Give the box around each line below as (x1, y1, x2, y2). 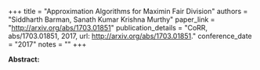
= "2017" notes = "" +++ (8, 40, 87, 49)
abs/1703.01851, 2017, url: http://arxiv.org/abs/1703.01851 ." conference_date (8, 31, 252, 40)
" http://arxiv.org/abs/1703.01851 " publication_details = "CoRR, (8, 23, 208, 32)
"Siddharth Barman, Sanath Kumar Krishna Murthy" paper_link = (8, 15, 215, 24)
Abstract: (8, 54, 40, 64)
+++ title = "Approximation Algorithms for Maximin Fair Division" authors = (8, 7, 248, 16)
